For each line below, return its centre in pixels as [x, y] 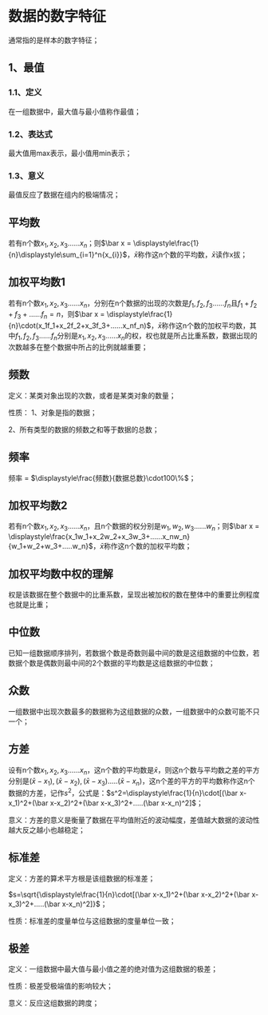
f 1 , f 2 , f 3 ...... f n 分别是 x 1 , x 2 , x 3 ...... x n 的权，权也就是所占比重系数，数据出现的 [136, 337]
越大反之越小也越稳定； [47, 829]
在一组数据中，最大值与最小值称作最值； [75, 111]
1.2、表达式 [31, 134]
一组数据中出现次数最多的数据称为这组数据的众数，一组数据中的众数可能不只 [134, 711]
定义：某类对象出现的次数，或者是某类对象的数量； [92, 395]
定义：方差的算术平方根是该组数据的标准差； [82, 878]
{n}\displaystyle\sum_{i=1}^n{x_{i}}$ [68, 254]
